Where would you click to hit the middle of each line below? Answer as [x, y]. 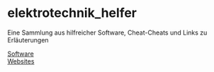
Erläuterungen [28, 40]
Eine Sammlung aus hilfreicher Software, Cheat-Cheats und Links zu [107, 32]
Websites [21, 61]
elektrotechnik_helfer [72, 13]
